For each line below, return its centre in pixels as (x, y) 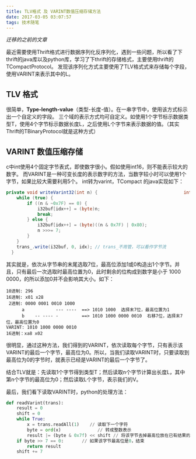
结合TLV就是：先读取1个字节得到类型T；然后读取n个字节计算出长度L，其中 (96, 372)
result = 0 (30, 408)
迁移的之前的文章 (27, 40)
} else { (38, 220)
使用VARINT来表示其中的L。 (40, 74)
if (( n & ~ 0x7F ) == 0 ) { (57, 203)
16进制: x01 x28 (25, 297)
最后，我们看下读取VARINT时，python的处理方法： (67, 392)
